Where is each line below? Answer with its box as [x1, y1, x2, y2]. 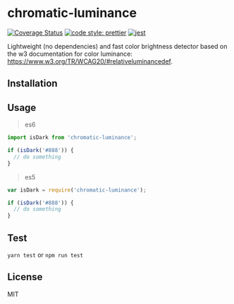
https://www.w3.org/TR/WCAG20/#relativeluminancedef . [7, 57, 173, 65]
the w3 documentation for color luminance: [7, 49, 133, 58]
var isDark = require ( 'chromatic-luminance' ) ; [7, 186, 147, 194]
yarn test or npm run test [7, 250, 83, 259]
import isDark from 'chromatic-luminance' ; [7, 134, 137, 141]
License [7, 271, 43, 283]
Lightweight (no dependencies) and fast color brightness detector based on [7, 42, 228, 50]
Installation [7, 78, 58, 90]
